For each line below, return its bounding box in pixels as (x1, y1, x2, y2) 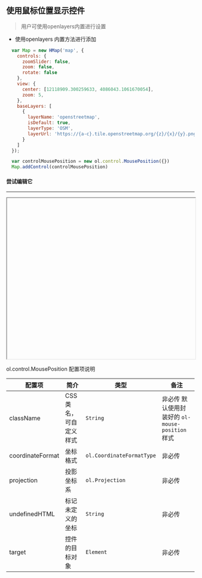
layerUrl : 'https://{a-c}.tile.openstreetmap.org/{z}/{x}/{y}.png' (27, 131, 199, 137)
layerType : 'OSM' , (27, 125, 74, 132)
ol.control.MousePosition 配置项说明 (6, 365, 96, 373)
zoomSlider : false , (22, 59, 71, 65)
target (9, 548, 26, 556)
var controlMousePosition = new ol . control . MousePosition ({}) (11, 158, 170, 165)
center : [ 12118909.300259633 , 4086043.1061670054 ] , (22, 86, 154, 92)
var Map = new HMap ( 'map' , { (11, 47, 84, 53)
